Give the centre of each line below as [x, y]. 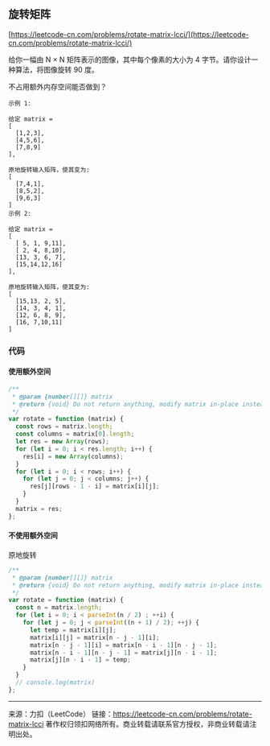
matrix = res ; [39, 509]
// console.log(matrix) [55, 682]
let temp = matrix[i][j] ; [73, 630]
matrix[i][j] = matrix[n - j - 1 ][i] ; [94, 637]
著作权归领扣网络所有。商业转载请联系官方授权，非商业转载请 [147, 723]
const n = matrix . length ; [59, 608]
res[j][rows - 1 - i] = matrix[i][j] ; [94, 486]
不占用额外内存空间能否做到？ [57, 86]
